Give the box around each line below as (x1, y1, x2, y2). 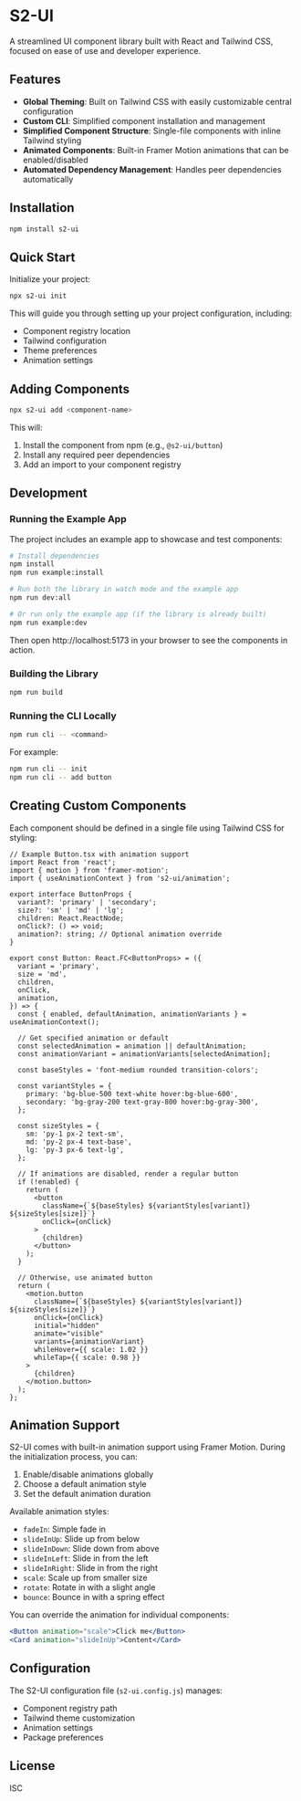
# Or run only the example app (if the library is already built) (9, 609, 267, 619)
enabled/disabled (22, 154, 88, 165)
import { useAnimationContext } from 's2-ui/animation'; (9, 874, 231, 883)
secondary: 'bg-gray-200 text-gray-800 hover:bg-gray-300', (26, 1097, 259, 1106)
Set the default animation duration (22, 1489, 151, 1500)
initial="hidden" (33, 1321, 100, 1330)
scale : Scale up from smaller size (22, 1572, 148, 1584)
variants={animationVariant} (33, 1336, 145, 1346)
